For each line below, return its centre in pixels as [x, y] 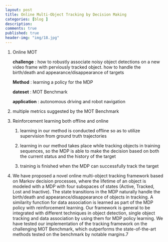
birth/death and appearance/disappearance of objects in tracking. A [83, 197]
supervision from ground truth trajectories [63, 136]
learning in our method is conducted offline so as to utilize [80, 130]
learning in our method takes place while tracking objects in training [90, 145]
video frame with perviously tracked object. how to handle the [77, 67]
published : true [22, 33]
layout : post [19, 10]
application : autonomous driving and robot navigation [69, 101]
